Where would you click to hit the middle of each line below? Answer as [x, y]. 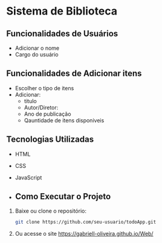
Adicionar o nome [37, 48]
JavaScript [28, 178]
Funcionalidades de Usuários [62, 34]
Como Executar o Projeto [63, 197]
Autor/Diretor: [41, 107]
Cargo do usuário [37, 55]
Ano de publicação [47, 114]
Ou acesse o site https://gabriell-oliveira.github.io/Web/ [84, 234]
